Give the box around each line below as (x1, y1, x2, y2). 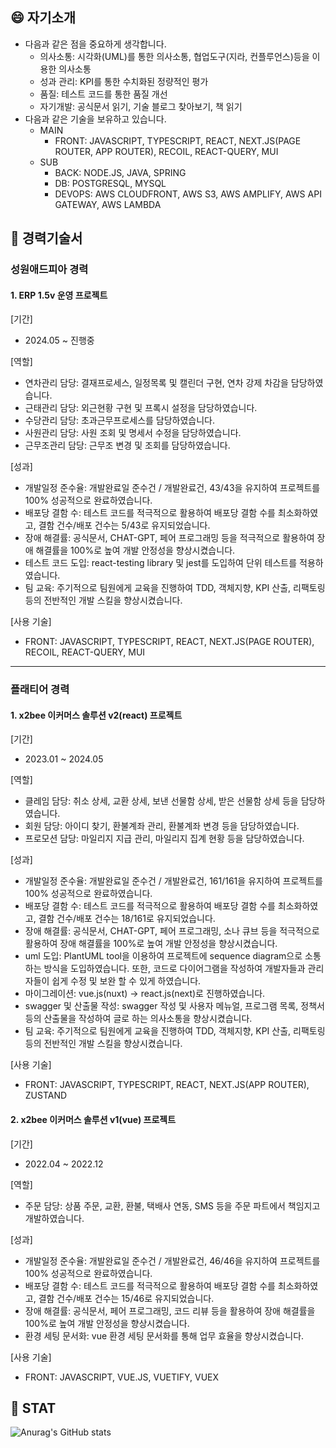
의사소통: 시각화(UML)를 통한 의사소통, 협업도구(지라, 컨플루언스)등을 (39, 50, 310, 62)
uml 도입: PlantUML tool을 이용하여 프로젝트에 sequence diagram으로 (24, 950, 303, 962)
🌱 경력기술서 (10, 230, 83, 247)
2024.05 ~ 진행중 (24, 334, 95, 347)
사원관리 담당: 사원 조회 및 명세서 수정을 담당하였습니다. (24, 427, 242, 439)
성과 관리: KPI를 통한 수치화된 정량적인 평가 (39, 75, 209, 87)
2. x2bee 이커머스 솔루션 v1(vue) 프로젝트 (10, 1114, 177, 1126)
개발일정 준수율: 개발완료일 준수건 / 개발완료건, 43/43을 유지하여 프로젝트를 (24, 482, 321, 494)
